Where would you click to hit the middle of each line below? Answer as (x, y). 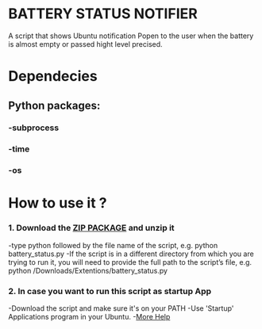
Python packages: (54, 105)
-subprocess (34, 128)
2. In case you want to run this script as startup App (110, 291)
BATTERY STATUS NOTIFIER (103, 14)
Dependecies (53, 77)
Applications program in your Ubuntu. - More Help (89, 317)
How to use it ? (58, 203)
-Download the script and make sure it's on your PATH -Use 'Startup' (121, 308)
